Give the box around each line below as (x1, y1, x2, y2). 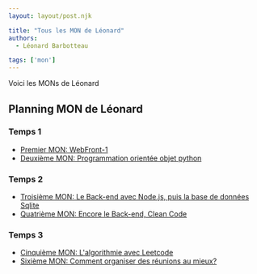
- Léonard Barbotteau (15, 41, 89, 49)
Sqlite (19, 200, 40, 211)
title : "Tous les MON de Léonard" (8, 26, 125, 35)
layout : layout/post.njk (8, 11, 92, 20)
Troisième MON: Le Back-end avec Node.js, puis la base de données (19, 192, 250, 202)
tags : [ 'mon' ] (8, 56, 57, 65)
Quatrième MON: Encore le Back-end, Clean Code (19, 209, 187, 219)
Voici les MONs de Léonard (8, 79, 99, 88)
